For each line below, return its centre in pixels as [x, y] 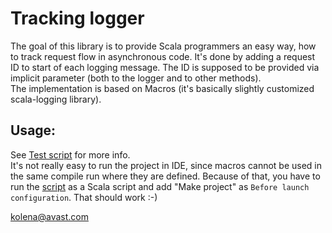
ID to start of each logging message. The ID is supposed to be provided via [165, 67]
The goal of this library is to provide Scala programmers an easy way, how [163, 46]
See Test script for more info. [70, 154]
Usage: [33, 130]
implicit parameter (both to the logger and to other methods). [136, 78]
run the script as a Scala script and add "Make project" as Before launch [160, 186]
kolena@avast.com [49, 216]
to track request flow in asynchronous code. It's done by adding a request [163, 56]
